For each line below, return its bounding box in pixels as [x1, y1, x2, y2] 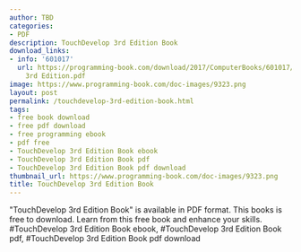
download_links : [9, 47, 70, 56]
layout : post [9, 88, 58, 97]
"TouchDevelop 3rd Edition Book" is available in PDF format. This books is [9, 204, 282, 215]
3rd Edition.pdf [25, 72, 87, 81]
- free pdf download [9, 122, 87, 131]
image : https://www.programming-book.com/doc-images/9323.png [9, 80, 246, 89]
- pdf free [9, 138, 50, 147]
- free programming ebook [9, 130, 106, 139]
